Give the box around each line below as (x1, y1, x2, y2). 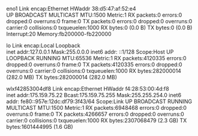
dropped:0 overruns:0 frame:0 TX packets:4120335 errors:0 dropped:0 (6, 61, 182, 68)
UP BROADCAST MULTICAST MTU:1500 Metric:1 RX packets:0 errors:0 (6, 11, 182, 18)
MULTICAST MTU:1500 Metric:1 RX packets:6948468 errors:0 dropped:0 (6, 104, 187, 111)
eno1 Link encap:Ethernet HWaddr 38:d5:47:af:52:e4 (6, 5, 136, 12)
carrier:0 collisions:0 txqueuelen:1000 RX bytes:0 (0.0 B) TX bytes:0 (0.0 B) (6, 24, 193, 31)
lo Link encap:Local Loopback (6, 42, 81, 49)
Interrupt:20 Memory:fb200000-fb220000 (6, 30, 112, 38)
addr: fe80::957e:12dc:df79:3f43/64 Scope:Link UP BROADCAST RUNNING (6, 98, 193, 105)
